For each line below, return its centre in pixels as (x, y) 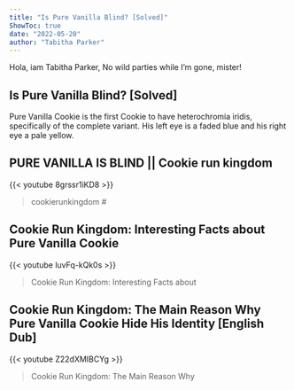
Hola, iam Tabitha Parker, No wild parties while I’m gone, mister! (125, 67)
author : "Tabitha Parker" (57, 42)
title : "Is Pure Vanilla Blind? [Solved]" (89, 17)
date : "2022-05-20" (45, 34)
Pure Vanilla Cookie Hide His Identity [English (137, 324)
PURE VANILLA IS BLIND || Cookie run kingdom (141, 164)
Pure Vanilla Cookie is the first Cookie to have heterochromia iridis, (131, 117)
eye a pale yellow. (42, 136)
